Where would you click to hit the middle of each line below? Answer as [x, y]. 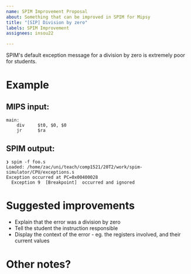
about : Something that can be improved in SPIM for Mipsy [78, 17]
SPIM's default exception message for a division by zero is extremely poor [96, 55]
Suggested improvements [70, 206]
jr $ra [31, 131]
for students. [21, 62]
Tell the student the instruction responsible [66, 228]
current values [32, 241]
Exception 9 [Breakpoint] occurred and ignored [73, 182]
